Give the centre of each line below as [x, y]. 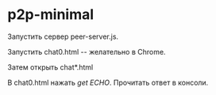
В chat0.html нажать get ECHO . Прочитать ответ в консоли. [108, 82]
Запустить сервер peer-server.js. [63, 36]
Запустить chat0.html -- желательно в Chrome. [87, 51]
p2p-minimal [51, 15]
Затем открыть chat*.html [50, 67]
